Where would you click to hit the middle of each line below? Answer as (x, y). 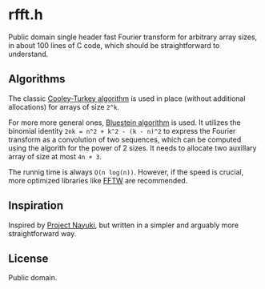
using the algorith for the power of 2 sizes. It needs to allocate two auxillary (132, 148)
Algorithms (37, 79)
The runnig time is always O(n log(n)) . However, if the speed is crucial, (126, 172)
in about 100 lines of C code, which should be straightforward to (114, 45)
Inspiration (36, 206)
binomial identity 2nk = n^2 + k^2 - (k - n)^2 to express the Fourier (122, 130)
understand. (28, 54)
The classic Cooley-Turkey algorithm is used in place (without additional (127, 98)
